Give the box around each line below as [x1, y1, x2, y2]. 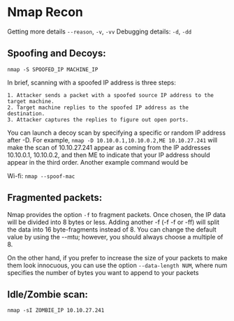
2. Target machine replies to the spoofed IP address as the [7, 104, 189, 111]
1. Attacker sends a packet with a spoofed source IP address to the [7, 91, 214, 98]
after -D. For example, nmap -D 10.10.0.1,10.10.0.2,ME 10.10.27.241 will [7, 135, 218, 144]
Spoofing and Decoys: [7, 47, 106, 59]
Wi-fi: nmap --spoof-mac [7, 172, 75, 180]
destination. [7, 110, 45, 117]
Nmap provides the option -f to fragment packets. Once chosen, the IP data [7, 210, 226, 218]
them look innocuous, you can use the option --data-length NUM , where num [7, 261, 228, 269]
